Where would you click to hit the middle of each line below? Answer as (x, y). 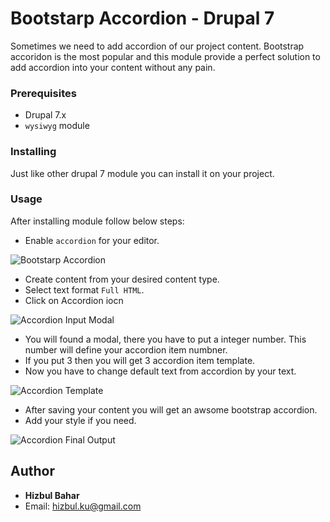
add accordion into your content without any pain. (113, 67)
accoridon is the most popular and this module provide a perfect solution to (165, 56)
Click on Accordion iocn (74, 300)
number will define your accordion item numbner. (126, 349)
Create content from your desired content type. (122, 279)
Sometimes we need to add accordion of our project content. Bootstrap (157, 46)
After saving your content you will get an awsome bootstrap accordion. (171, 409)
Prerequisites (43, 93)
